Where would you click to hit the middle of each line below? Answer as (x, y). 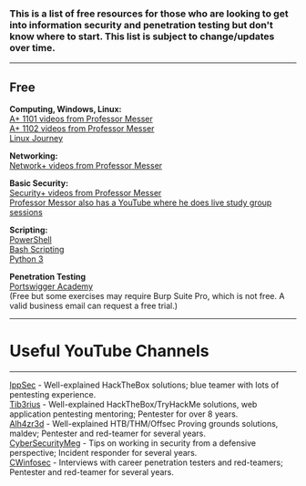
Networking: (34, 156)
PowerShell (31, 240)
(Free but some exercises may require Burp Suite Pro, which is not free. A (147, 296)
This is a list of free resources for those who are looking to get (149, 14)
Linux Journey (36, 139)
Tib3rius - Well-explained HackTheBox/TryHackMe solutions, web (133, 405)
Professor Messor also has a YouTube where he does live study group (141, 202)
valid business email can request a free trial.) (94, 306)
